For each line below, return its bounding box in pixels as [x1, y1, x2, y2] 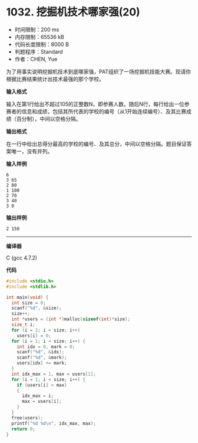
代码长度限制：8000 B [14, 41, 70, 48]
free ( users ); [11, 415, 44, 421]
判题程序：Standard [14, 48, 63, 55]
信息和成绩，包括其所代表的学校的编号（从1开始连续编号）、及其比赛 [21, 107, 187, 115]
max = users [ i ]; [21, 399, 62, 405]
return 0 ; [11, 426, 35, 432]
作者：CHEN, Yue [14, 55, 58, 63]
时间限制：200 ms [14, 26, 60, 33]
